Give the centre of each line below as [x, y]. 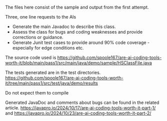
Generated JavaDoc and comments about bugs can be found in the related [82, 102]
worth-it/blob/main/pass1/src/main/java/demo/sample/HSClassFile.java [79, 63]
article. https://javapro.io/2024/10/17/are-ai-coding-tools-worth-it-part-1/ [80, 108]
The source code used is [31, 57]
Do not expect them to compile [37, 93]
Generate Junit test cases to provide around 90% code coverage [79, 42]
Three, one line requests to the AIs [41, 17]
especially [23, 48]
